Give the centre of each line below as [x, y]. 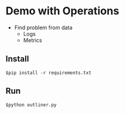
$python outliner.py [31, 105]
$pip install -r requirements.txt [49, 73]
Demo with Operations [62, 11]
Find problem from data [43, 27]
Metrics [33, 40]
